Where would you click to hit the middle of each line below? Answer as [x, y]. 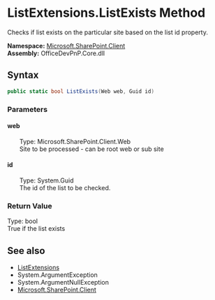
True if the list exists [36, 229]
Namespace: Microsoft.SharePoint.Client [66, 45]
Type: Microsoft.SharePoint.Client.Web [75, 141]
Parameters [27, 109]
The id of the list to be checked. [65, 187]
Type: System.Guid [47, 180]
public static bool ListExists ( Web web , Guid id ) [81, 91]
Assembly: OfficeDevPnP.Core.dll [56, 53]
